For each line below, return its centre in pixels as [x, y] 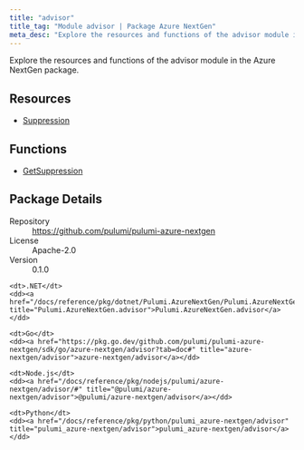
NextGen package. [44, 70]
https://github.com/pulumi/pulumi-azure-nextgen [123, 230]
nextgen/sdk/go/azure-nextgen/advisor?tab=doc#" [103, 349]
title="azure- [226, 349]
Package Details [56, 199]
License [24, 240]
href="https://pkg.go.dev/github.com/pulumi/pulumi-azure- [151, 341]
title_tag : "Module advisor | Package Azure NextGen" [113, 26]
